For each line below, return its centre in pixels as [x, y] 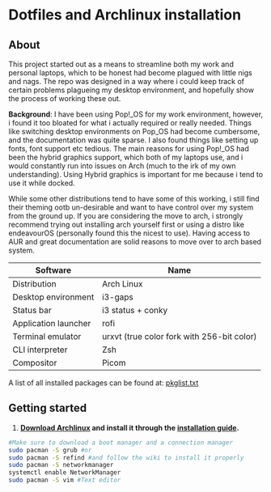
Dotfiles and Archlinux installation [125, 15]
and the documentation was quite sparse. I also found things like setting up [133, 140]
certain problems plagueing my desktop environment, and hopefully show [131, 90]
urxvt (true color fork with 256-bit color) [180, 336]
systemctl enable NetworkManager [65, 473]
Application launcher [52, 323]
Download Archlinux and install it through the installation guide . [129, 427]
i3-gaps [118, 297]
